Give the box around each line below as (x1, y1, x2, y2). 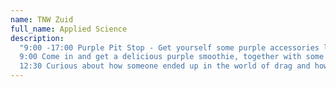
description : (10, 33, 65, 43)
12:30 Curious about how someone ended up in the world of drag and (19, 61, 311, 71)
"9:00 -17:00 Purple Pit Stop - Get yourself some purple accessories (19, 42, 320, 53)
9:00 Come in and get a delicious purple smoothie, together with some (19, 52, 325, 62)
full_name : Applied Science (10, 24, 128, 34)
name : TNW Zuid (10, 14, 74, 25)
